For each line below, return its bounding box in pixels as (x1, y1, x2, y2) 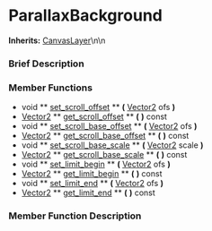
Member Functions (8, 81, 93, 94)
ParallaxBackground (8, 5, 163, 26)
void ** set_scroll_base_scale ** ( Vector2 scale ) (21, 140, 204, 150)
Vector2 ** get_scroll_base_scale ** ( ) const (21, 150, 188, 160)
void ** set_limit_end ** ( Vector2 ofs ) (21, 178, 163, 189)
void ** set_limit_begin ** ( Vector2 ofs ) (21, 158, 172, 170)
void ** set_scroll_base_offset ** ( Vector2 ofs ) (21, 121, 198, 132)
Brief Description (8, 57, 84, 70)
